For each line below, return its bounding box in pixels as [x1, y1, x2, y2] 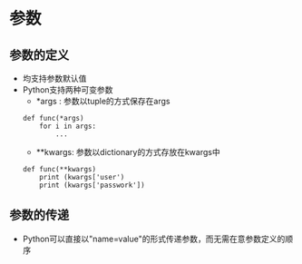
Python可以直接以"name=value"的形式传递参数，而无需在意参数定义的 [22, 233, 286, 244]
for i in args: [39, 122, 97, 131]
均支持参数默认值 [22, 73, 87, 83]
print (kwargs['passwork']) [39, 181, 145, 190]
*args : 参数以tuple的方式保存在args [35, 96, 170, 106]
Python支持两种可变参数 [22, 84, 113, 95]
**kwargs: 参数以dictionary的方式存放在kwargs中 [35, 147, 220, 157]
